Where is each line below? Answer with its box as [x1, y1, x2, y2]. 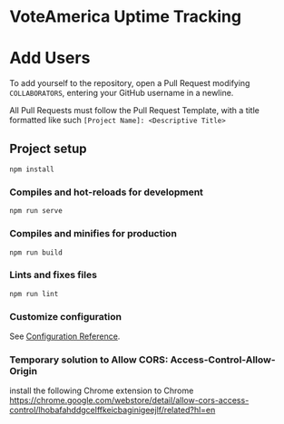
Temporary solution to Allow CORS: [9, 353, 169, 366]
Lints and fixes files [9, 269, 98, 282]
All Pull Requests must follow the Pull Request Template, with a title [9, 105, 260, 116]
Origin [9, 365, 38, 378]
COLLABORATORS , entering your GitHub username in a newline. [9, 88, 234, 99]
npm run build [9, 247, 64, 257]
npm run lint [9, 289, 59, 298]
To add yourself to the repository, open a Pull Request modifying [9, 78, 250, 89]
